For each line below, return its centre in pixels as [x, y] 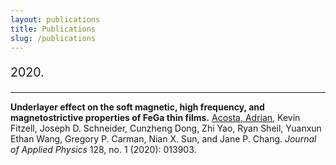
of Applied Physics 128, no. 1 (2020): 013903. [103, 149]
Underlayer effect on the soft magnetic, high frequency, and [137, 107]
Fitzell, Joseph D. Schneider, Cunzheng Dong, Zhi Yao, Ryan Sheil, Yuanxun [166, 128]
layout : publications [55, 19]
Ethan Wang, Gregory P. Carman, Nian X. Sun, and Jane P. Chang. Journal [163, 138]
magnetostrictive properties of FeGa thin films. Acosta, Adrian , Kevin [155, 117]
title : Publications [53, 29]
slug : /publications [53, 38]
